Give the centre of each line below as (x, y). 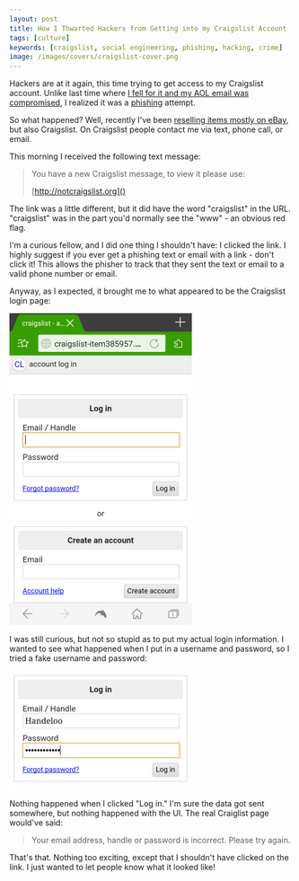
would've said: (36, 823)
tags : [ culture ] (40, 38)
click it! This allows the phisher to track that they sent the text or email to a (147, 264)
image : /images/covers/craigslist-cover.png (94, 57)
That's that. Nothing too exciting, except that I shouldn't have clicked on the (149, 858)
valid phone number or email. (64, 274)
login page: (30, 301)
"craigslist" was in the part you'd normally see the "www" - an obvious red (147, 218)
